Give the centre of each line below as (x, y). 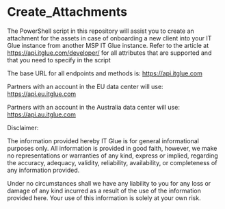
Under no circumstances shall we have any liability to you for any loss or (109, 183)
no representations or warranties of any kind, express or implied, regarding (113, 156)
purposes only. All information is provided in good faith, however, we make (112, 148)
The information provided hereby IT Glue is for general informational (103, 140)
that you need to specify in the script (59, 60)
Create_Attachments (67, 12)
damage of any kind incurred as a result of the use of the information (104, 190)
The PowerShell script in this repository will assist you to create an (101, 31)
